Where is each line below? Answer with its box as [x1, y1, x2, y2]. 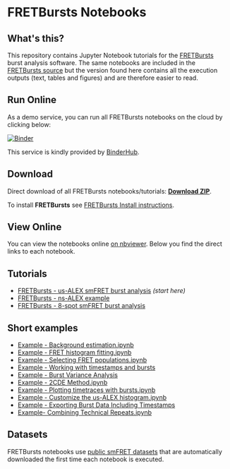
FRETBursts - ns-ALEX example [17, 294, 110, 302]
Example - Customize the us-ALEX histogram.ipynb [17, 393, 167, 402]
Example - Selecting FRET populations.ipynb [17, 356, 147, 364]
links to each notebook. [7, 247, 75, 256]
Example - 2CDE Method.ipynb [17, 379, 108, 387]
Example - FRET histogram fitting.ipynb [17, 348, 132, 357]
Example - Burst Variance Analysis [17, 371, 119, 379]
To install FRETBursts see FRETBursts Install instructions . [7, 201, 175, 209]
